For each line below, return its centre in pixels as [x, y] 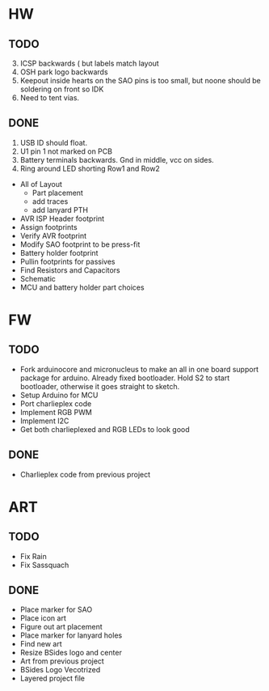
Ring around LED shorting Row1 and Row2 [90, 168]
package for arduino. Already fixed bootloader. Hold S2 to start [125, 378]
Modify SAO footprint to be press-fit [80, 244]
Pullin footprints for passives [67, 261]
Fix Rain [33, 556]
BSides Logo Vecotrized [60, 670]
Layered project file [53, 678]
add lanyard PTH [60, 210]
